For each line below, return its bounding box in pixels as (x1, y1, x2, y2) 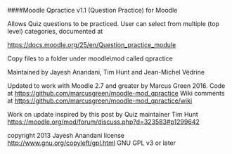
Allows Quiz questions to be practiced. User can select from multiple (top (7, 20, 220, 27)
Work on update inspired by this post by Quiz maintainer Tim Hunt (7, 110, 198, 118)
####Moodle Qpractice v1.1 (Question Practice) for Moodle (7, 6, 178, 14)
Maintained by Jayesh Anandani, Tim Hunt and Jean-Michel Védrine (7, 68, 205, 76)
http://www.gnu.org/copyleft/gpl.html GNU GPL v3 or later (7, 139, 176, 147)
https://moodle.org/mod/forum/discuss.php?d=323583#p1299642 (7, 117, 200, 126)
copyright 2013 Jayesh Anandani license (7, 131, 125, 139)
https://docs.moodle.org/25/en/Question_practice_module (7, 41, 176, 49)
